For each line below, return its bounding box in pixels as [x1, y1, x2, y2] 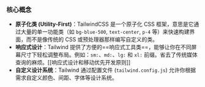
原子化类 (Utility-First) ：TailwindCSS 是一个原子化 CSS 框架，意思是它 [15, 20, 194, 28]
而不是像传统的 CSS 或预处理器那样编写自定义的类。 [26, 36, 158, 43]
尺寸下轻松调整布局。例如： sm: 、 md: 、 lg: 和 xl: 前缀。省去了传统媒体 [20, 51, 198, 59]
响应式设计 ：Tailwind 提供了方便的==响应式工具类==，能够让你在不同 [15, 43, 192, 51]
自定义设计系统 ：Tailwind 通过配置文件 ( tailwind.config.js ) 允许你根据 [15, 66, 196, 74]
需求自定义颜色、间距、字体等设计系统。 [15, 74, 117, 81]
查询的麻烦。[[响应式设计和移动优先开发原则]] [15, 59, 131, 66]
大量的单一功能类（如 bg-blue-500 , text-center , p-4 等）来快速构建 [20, 28, 190, 36]
